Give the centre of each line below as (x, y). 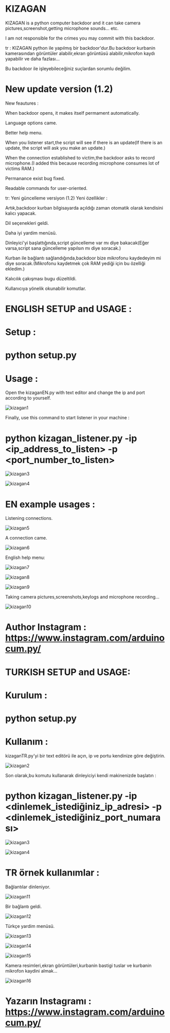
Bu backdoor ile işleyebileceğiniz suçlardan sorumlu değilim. (69, 69)
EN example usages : (50, 504)
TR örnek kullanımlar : (53, 873)
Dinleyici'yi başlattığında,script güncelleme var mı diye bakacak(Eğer (77, 243)
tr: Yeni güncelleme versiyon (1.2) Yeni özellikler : (56, 198)
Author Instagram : (46, 627)
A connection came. (26, 538)
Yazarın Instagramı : (48, 1001)
